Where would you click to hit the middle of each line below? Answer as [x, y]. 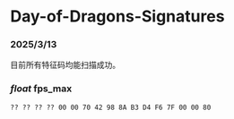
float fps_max [41, 89]
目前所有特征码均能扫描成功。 [65, 65]
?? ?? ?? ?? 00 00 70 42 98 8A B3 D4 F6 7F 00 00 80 [111, 107]
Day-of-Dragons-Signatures [117, 17]
